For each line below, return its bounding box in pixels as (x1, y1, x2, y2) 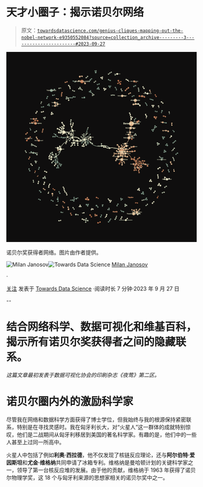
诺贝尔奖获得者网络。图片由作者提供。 (6, 249, 101, 256)
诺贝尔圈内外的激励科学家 (6, 395, 134, 409)
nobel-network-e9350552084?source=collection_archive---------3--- (21, 34, 195, 40)
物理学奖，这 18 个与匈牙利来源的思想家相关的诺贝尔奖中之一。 (11, 474, 169, 481)
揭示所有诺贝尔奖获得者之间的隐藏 (6, 336, 176, 349)
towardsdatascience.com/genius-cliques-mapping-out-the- (37, 28, 184, 34)
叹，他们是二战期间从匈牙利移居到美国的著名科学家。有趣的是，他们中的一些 (6, 431, 197, 438)
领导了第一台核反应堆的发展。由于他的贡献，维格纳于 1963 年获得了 (16, 466, 185, 474)
